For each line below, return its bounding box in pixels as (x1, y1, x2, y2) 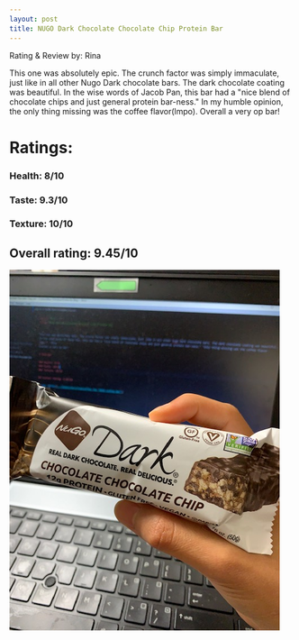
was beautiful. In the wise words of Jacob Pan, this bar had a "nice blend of (9, 87, 291, 97)
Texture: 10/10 (9, 217, 74, 230)
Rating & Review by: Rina (9, 50, 102, 60)
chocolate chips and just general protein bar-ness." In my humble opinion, (9, 96, 284, 107)
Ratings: (9, 137, 74, 158)
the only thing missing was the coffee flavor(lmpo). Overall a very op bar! (9, 105, 281, 116)
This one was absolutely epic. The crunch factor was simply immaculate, (9, 68, 280, 78)
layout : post (9, 14, 59, 23)
